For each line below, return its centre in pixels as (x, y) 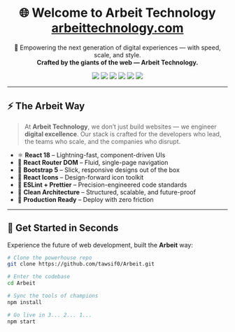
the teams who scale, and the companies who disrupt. (102, 141)
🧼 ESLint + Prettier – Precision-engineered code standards (102, 185)
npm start (22, 322)
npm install (24, 302)
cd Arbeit (22, 283)
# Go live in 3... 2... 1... (50, 315)
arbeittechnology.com (117, 28)
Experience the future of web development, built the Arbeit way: (100, 245)
